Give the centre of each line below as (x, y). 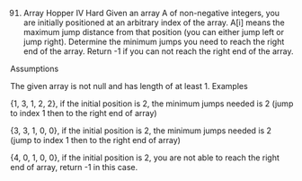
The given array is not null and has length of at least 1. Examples (129, 86)
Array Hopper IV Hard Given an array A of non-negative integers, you (151, 13)
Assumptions (35, 68)
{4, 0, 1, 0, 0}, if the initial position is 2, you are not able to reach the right (145, 158)
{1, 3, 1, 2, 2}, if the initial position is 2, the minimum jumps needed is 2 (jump (152, 104)
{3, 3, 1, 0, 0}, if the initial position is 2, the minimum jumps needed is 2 (141, 131)
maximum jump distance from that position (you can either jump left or (153, 32)
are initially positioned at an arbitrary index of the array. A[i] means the (154, 23)
